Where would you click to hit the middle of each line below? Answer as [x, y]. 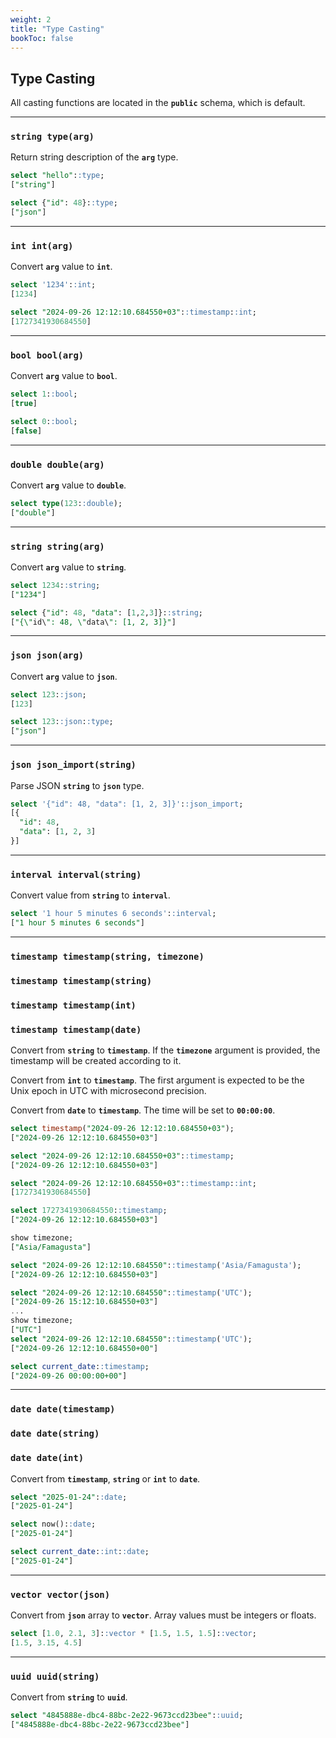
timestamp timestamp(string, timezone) [107, 956]
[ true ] [24, 403]
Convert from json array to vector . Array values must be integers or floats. [163, 1615]
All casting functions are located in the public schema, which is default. [158, 103]
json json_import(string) [73, 765]
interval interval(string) [76, 874]
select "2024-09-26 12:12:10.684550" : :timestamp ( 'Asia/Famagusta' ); [156, 1265]
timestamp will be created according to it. [96, 1060]
